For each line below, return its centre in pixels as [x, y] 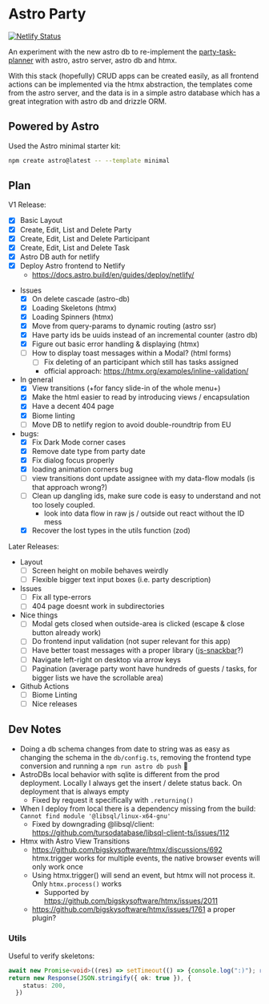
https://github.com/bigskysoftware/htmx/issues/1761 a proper [134, 909]
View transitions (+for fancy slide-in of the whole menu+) [126, 388]
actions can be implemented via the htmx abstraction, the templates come [130, 84]
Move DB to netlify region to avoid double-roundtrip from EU [132, 424]
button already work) [66, 633]
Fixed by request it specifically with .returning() [112, 800]
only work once [58, 866]
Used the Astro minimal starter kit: [65, 146]
